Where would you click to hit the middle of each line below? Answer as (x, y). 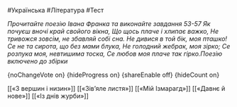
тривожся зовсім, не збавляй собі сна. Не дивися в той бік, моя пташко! (117, 39)
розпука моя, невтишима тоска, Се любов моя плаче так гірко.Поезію (115, 53)
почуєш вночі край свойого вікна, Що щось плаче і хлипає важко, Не (113, 31)
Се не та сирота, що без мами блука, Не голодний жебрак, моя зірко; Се (119, 46)
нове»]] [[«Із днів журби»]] (48, 96)
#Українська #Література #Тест (56, 10)
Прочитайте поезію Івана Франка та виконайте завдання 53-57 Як (109, 24)
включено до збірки (38, 61)
